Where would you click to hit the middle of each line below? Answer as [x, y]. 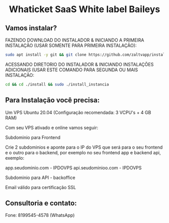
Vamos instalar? [31, 28]
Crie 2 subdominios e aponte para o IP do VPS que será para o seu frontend [84, 147]
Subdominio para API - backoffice [40, 177]
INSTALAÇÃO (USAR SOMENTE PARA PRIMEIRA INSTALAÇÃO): [71, 46]
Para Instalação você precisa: [52, 100]
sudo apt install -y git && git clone [46, 55]
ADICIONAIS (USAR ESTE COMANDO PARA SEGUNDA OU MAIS [72, 70]
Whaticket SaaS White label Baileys [84, 9]
